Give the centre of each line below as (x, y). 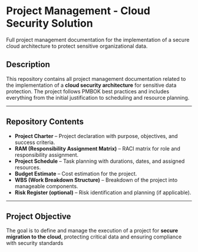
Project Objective (39, 216)
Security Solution (49, 23)
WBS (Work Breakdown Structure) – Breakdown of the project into (96, 180)
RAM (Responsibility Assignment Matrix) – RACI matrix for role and (98, 148)
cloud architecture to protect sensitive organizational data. (77, 46)
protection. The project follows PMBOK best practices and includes (88, 91)
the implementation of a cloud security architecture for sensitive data (91, 85)
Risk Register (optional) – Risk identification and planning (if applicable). (103, 192)
